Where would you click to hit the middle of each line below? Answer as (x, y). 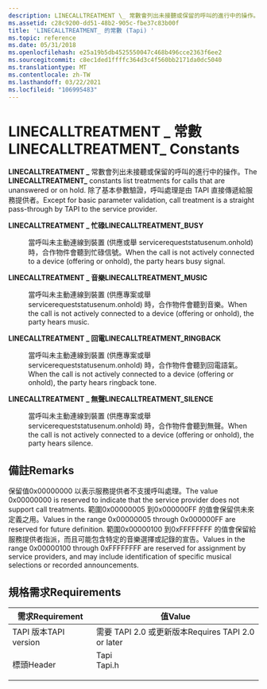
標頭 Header (34, 664)
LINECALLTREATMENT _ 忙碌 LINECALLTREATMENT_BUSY (106, 226)
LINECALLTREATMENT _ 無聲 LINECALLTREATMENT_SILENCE (111, 399)
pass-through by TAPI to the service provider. (83, 209)
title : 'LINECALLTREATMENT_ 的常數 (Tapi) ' (81, 30)
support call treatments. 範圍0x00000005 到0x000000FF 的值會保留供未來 (132, 509)
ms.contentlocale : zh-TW (49, 75)
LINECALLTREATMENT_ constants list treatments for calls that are (116, 181)
